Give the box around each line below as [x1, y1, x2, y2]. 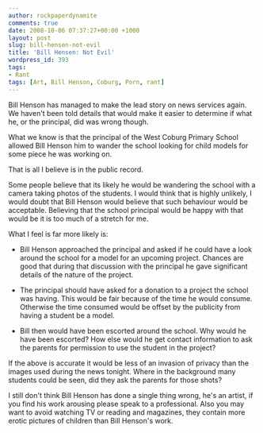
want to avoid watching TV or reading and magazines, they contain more [8, 407, 246, 417]
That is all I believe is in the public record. [8, 164, 144, 174]
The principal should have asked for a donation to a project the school [19, 285, 249, 295]
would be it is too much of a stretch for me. [8, 214, 149, 223]
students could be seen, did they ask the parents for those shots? [8, 375, 223, 385]
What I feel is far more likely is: [8, 229, 109, 238]
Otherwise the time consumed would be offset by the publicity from [19, 302, 241, 311]
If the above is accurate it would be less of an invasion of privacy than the [8, 358, 250, 368]
